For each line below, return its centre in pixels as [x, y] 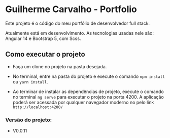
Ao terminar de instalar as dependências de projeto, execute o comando [88, 91]
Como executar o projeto [45, 54]
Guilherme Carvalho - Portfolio [71, 9]
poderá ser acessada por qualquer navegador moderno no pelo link [83, 102]
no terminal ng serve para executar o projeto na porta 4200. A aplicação [88, 97]
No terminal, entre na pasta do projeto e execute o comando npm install [89, 76]
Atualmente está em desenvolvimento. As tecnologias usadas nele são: [79, 33]
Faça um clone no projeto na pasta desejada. [60, 66]
